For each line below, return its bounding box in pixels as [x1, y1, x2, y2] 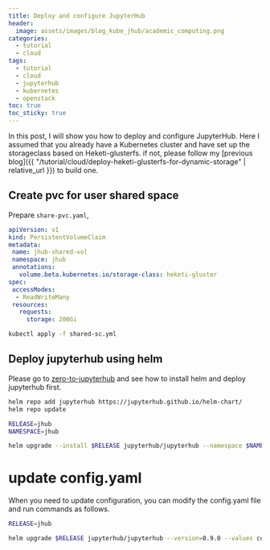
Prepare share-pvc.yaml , [8, 210, 90, 220]
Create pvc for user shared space [8, 188, 179, 202]
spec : [8, 278, 27, 286]
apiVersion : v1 [8, 225, 59, 234]
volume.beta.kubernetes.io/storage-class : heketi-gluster [18, 271, 218, 279]
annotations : [11, 263, 56, 271]
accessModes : [11, 285, 56, 294]
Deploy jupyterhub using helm [8, 352, 163, 366]
